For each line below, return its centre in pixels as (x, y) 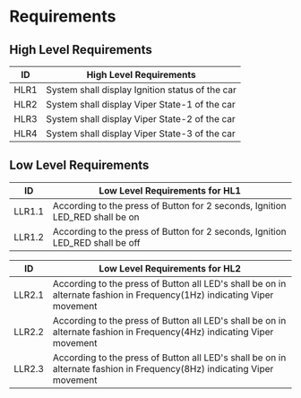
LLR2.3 (29, 368)
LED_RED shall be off (96, 242)
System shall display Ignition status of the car (142, 90)
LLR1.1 (29, 211)
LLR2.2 (29, 332)
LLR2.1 (29, 295)
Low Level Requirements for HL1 (170, 190)
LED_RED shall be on (96, 217)
